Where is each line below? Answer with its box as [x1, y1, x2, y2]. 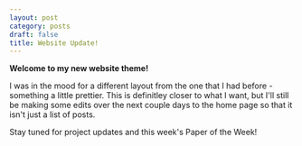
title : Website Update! [9, 38, 99, 48]
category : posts [9, 22, 71, 31]
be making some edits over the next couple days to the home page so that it [9, 100, 293, 111]
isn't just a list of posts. [9, 109, 96, 120]
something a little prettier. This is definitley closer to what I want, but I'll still [9, 90, 289, 101]
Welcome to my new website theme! [9, 63, 149, 74]
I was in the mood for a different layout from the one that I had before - [9, 80, 273, 91]
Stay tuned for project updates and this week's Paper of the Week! [9, 127, 258, 138]
